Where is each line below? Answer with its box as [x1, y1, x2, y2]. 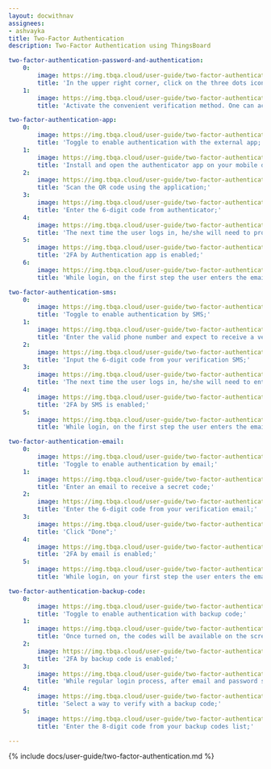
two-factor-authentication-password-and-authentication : [8, 56, 204, 65]
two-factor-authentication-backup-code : [8, 587, 147, 596]
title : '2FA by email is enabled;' [37, 550, 157, 558]
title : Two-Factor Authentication [8, 34, 125, 43]
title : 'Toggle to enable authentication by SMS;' [37, 311, 211, 319]
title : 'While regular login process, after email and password [37, 677, 258, 686]
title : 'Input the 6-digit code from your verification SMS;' [37, 356, 251, 364]
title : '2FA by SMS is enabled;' [37, 400, 150, 408]
